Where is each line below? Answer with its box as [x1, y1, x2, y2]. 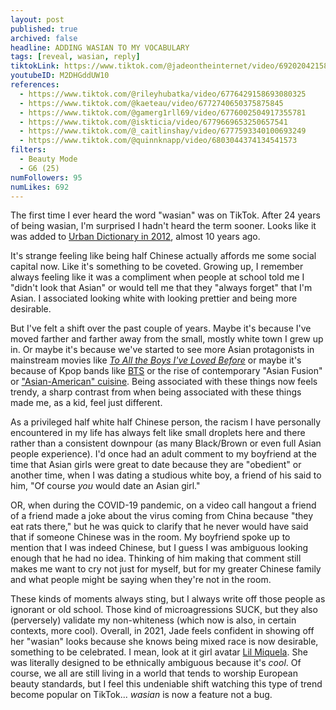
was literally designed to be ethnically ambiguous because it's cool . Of [10, 657, 302, 669]
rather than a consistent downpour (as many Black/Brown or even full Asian [10, 437, 322, 450]
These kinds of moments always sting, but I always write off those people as [10, 593, 326, 605]
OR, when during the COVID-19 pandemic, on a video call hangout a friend [10, 499, 317, 511]
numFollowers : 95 [10, 172, 83, 183]
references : [10, 80, 60, 90]
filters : [10, 145, 47, 155]
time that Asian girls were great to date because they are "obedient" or [10, 459, 302, 471]
